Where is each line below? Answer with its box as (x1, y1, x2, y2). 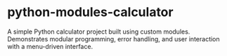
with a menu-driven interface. (7, 42, 93, 50)
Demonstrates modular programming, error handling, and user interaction (7, 34, 220, 43)
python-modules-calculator (7, 4, 174, 20)
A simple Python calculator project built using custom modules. (7, 27, 190, 36)
